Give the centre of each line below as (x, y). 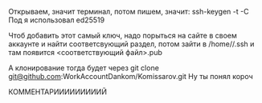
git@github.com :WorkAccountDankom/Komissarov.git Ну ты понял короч (131, 76)
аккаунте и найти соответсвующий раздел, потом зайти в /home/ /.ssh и (131, 44)
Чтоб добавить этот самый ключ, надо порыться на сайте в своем (123, 36)
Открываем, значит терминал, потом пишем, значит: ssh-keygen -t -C (129, 12)
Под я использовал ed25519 (57, 20)
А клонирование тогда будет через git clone (84, 68)
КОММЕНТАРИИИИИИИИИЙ (57, 92)
